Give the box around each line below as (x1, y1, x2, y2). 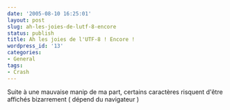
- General (7, 56, 36, 63)
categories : (7, 49, 42, 56)
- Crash (7, 68, 30, 75)
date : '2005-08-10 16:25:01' (7, 10, 92, 17)
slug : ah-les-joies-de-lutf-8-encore (7, 23, 117, 30)
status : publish (7, 29, 54, 37)
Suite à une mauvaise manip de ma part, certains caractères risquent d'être (7, 88, 224, 96)
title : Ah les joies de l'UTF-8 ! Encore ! (7, 36, 135, 43)
